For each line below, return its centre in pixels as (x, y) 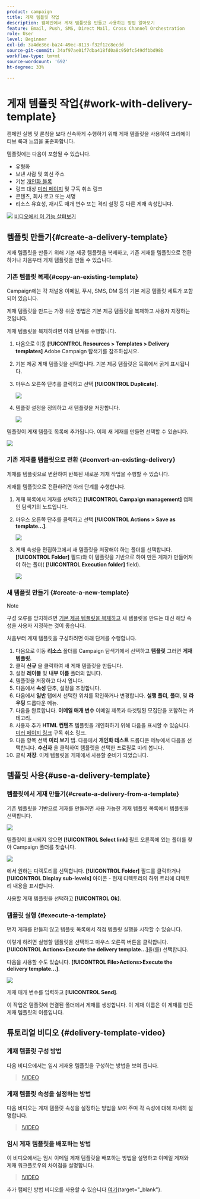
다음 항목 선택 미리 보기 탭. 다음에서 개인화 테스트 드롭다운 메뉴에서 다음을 (101, 740)
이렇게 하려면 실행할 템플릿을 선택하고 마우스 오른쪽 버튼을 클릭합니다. (88, 942)
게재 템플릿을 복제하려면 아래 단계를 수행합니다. (61, 331)
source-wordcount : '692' (37, 61)
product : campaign (29, 12)
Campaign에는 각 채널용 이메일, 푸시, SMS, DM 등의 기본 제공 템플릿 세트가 (95, 291)
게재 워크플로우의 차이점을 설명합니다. (50, 1166)
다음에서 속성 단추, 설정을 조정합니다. (58, 688)
